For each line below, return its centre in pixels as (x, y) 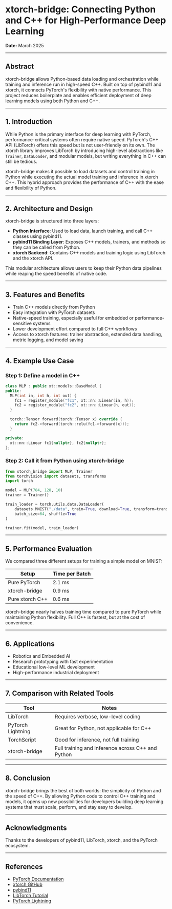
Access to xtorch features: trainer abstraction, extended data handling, (87, 335)
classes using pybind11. (37, 236)
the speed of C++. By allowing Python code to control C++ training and (80, 796)
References (24, 867)
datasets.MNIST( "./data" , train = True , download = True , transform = (86, 509)
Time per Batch (72, 574)
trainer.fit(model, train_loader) (42, 528)
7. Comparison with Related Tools (60, 693)
